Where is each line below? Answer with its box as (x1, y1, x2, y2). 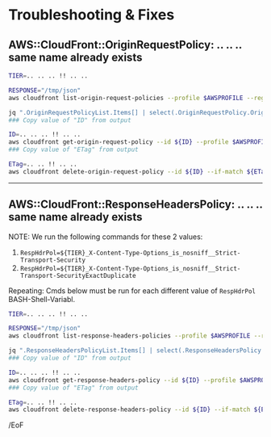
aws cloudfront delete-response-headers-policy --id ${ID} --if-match (8, 405, 251, 414)
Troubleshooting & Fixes (8, 6, 175, 24)
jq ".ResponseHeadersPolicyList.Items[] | (8, 347, 153, 355)
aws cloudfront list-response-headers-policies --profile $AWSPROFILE (8, 332, 251, 340)
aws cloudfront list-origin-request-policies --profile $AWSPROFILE (8, 94, 244, 102)
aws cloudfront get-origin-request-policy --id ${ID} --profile (8, 138, 229, 146)
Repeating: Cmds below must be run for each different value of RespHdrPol (8, 285, 256, 296)
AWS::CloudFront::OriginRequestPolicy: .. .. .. (8, 38, 242, 52)
